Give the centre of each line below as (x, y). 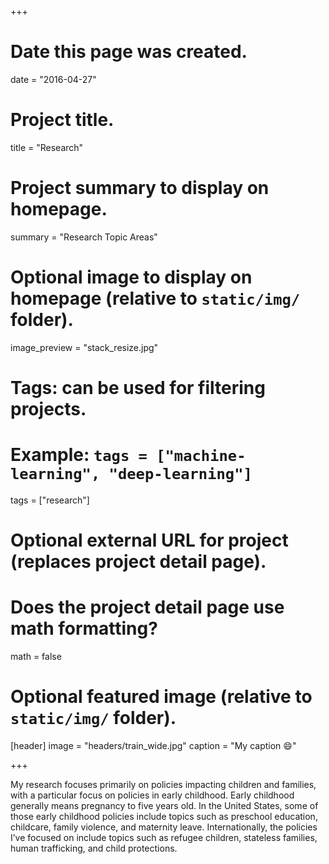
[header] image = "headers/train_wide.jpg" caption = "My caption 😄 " (153, 745)
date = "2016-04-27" (53, 79)
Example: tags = (79, 455)
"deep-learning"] (180, 474)
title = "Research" (47, 147)
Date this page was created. (129, 52)
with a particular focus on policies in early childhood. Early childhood (152, 795)
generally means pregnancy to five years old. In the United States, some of (164, 805)
